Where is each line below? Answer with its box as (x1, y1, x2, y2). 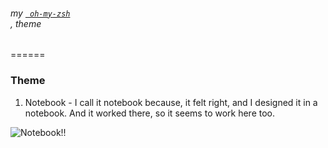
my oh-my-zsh (10, 7, 71, 19)
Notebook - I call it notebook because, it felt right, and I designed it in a (24, 96, 318, 108)
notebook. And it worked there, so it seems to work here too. (24, 107, 276, 119)
